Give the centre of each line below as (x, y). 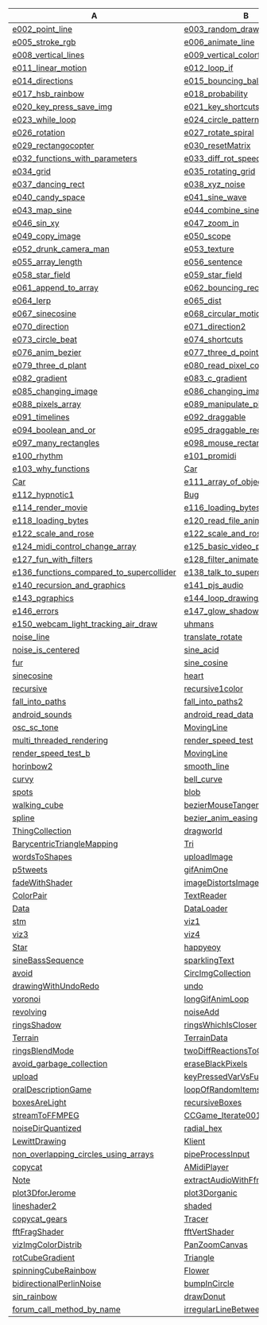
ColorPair (30, 896)
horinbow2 (33, 766)
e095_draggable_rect (224, 430)
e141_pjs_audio (214, 585)
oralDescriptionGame (52, 1089)
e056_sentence (213, 262)
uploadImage (208, 857)
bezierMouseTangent (224, 805)
